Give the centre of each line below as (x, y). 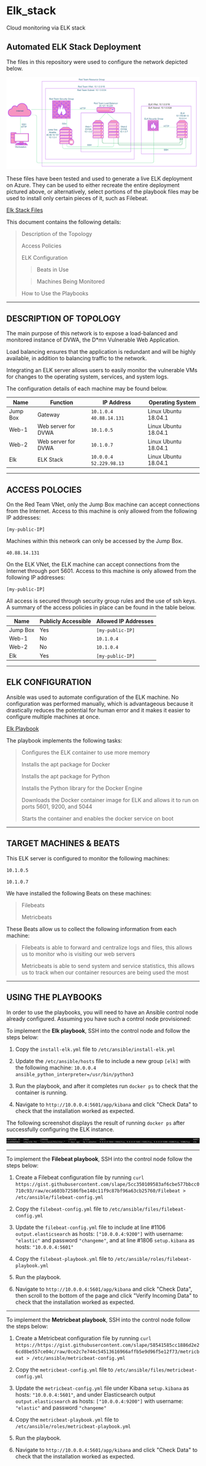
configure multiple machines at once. (53, 717)
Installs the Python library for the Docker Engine (82, 788)
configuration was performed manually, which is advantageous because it (100, 703)
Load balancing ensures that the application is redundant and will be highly (101, 352)
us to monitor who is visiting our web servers (78, 954)
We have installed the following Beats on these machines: (79, 893)
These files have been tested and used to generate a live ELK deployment (99, 179)
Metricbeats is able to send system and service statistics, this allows (108, 965)
